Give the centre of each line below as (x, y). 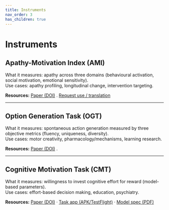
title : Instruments (26, 10)
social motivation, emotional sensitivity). (47, 80)
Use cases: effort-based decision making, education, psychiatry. (72, 192)
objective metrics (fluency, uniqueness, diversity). (57, 134)
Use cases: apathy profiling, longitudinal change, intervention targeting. (79, 86)
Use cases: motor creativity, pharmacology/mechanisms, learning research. (84, 139)
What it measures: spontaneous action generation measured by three (77, 128)
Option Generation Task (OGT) (54, 116)
